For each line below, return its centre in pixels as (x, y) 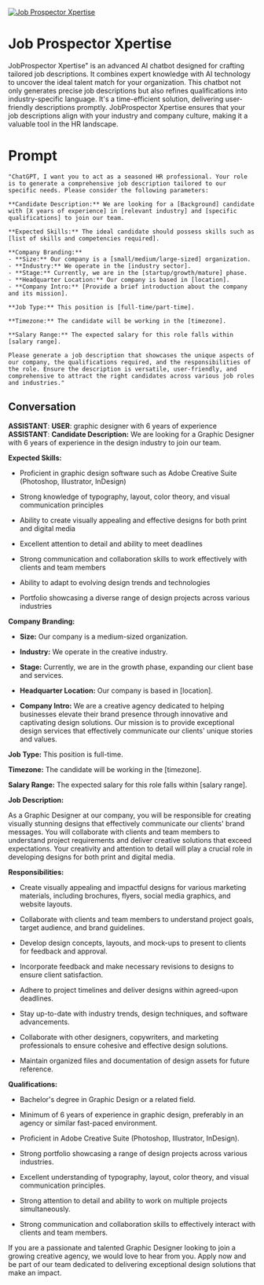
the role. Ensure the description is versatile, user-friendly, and (123, 369)
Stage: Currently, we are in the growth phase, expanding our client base (136, 667)
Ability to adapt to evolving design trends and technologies (115, 582)
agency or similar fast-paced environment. (88, 1122)
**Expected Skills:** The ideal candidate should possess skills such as (132, 232)
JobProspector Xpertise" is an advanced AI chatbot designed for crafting (126, 65)
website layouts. (46, 904)
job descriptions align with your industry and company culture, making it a (128, 115)
